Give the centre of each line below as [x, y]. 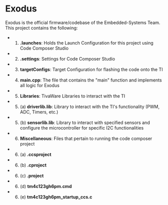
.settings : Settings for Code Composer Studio [67, 58]
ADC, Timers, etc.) [39, 112]
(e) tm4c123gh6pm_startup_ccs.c [56, 197]
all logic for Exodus [40, 85]
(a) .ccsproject [36, 154]
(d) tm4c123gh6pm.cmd [46, 186]
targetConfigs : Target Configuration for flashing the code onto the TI [91, 69]
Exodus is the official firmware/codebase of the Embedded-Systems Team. [83, 22]
